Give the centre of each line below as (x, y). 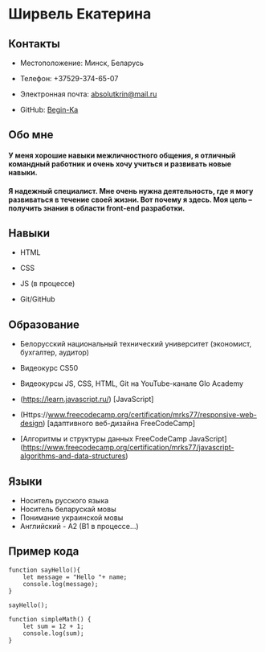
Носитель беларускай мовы (68, 509)
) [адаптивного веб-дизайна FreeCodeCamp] (119, 424)
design (31, 424)
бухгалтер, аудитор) (55, 353)
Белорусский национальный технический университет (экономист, (136, 344)
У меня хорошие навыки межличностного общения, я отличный (122, 155)
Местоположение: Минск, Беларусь (82, 63)
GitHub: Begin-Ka (49, 110)
